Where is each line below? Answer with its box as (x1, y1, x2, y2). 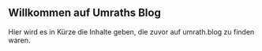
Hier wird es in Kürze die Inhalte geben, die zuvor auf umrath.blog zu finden (8, 27, 255, 36)
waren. (8, 35, 31, 45)
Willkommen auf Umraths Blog (8, 6, 162, 20)
